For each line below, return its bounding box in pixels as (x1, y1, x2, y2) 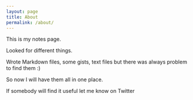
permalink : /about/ (6, 19, 54, 25)
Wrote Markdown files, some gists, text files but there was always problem (6, 58, 188, 65)
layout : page (6, 8, 38, 15)
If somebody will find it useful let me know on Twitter (6, 88, 135, 95)
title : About (6, 14, 38, 20)
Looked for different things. (6, 47, 73, 54)
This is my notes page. (6, 36, 61, 43)
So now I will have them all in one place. (6, 76, 103, 83)
